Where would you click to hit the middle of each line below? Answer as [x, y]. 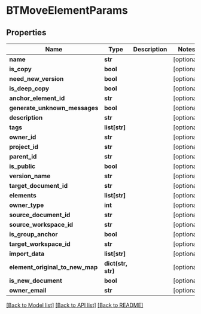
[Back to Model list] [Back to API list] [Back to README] [75, 305]
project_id [24, 147]
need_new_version [36, 79]
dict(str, [116, 263]
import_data [27, 254]
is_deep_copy [29, 89]
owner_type [27, 205]
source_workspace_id [41, 225]
